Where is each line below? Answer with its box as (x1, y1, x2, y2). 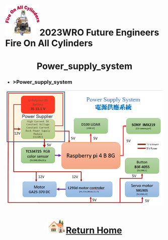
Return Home (65, 224, 122, 236)
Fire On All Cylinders (5, 38, 93, 49)
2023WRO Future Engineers (39, 27, 159, 38)
